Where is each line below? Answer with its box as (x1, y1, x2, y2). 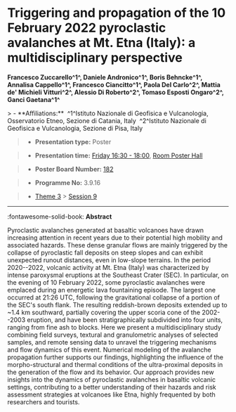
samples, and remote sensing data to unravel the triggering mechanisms (7, 337, 217, 346)
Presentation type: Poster (34, 137, 112, 146)
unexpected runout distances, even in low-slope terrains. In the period (7, 255, 211, 264)
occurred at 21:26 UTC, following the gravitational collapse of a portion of (7, 293, 220, 302)
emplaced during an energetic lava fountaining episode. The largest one (7, 285, 216, 294)
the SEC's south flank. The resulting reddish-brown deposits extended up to (7, 300, 228, 309)
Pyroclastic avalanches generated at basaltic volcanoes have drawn (7, 226, 204, 234)
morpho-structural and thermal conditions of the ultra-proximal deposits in (7, 360, 223, 368)
